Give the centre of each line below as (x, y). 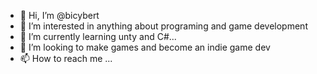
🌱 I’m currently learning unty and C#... (98, 36)
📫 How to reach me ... (66, 58)
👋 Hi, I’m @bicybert (59, 15)
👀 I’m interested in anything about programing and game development (163, 26)
